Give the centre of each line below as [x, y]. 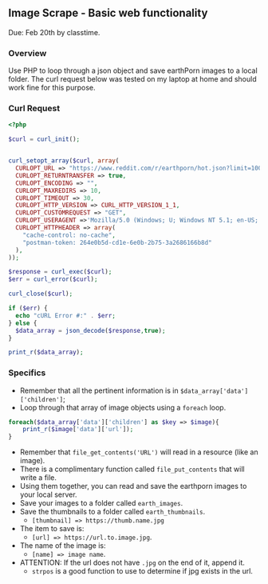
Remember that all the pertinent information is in [99, 390]
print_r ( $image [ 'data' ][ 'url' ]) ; [78, 430]
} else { [23, 323]
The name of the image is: [63, 546]
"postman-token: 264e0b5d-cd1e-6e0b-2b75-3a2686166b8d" [118, 242]
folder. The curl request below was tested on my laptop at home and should [132, 79]
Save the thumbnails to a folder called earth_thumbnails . [112, 512]
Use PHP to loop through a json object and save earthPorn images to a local [133, 70]
